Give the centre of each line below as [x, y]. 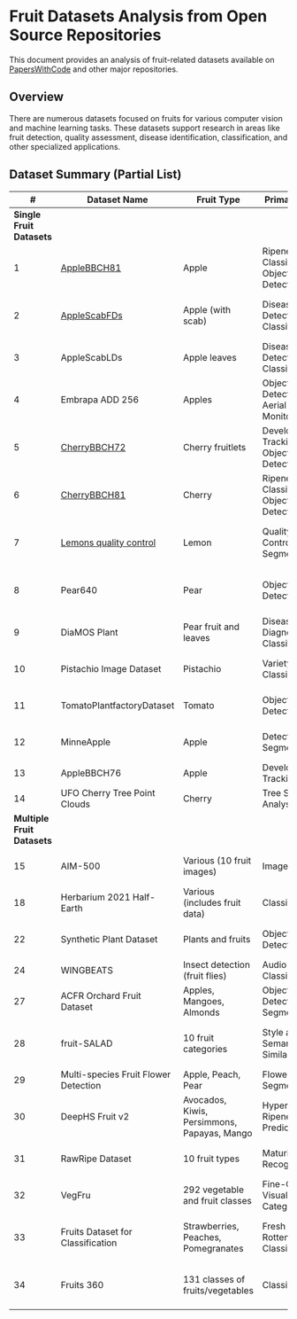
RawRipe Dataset [96, 1159]
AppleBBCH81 [91, 268]
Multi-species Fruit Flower [116, 1074]
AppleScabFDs [91, 315]
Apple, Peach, [212, 1074]
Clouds [76, 804]
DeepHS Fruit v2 [95, 1116]
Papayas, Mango [217, 1133]
